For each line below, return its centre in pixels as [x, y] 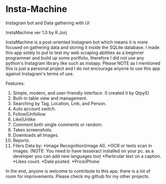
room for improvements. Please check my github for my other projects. [78, 176]
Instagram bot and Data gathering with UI [48, 23]
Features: [15, 83]
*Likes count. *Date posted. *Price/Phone [56, 161]
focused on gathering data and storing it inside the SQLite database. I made [83, 47]
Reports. [21, 140]
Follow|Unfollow [29, 114]
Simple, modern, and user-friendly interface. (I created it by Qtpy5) [81, 93]
